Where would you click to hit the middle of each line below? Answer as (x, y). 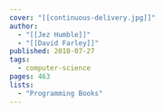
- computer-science (54, 69)
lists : (22, 85)
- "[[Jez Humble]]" (54, 34)
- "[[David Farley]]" (58, 43)
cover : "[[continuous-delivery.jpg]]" (82, 18)
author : (24, 26)
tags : (19, 60)
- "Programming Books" (60, 93)
